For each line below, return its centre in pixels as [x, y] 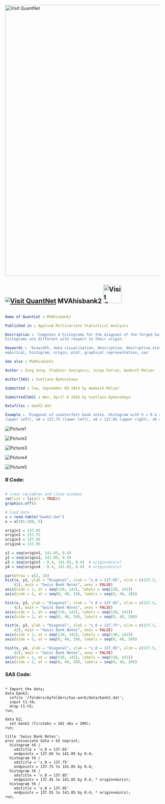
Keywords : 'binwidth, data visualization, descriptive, [65, 348]
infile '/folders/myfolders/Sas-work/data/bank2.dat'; [67, 698]
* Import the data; [25, 689]
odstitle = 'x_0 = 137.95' [41, 788]
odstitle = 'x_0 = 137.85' [41, 775]
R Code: [15, 479]
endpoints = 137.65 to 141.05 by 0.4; [54, 754]
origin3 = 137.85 [23, 539]
